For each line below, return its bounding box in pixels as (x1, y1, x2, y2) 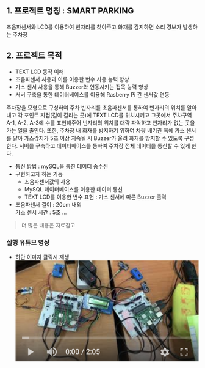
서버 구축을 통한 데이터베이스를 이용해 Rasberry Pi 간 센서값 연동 (15, 90, 170, 98)
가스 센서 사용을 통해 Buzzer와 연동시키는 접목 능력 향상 (15, 83, 148, 90)
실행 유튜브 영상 (6, 238, 50, 246)
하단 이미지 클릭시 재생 (15, 253, 70, 260)
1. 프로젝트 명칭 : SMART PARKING (6, 6, 134, 17)
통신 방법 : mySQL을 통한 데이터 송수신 (15, 163, 109, 170)
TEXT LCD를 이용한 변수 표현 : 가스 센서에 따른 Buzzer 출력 (24, 193, 167, 201)
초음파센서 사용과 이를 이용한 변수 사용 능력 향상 (15, 75, 129, 83)
